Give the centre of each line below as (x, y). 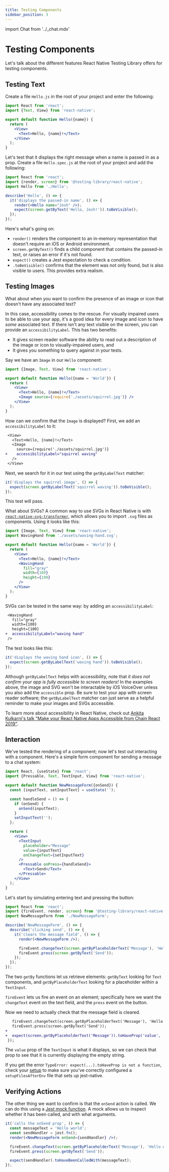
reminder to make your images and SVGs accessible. (60, 703)
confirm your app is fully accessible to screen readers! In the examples (79, 682)
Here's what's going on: (30, 229)
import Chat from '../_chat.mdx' (37, 29)
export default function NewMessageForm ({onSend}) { (62, 786)
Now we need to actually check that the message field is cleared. (73, 1012)
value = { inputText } (43, 850)
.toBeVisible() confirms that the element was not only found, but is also (88, 265)
